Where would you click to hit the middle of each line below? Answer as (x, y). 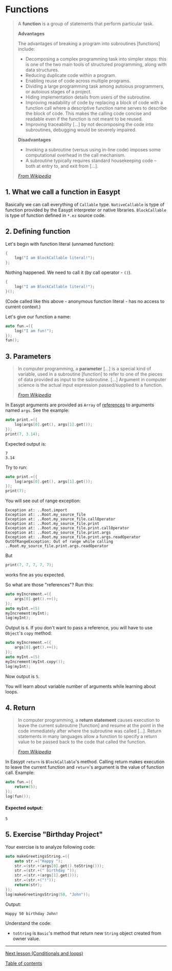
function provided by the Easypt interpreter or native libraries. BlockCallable (86, 210)
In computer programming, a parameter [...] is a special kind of (84, 369)
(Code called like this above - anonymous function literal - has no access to (85, 301)
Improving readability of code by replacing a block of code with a (94, 102)
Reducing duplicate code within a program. (71, 75)
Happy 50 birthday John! (32, 914)
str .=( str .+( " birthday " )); (46, 870)
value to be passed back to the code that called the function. (82, 742)
